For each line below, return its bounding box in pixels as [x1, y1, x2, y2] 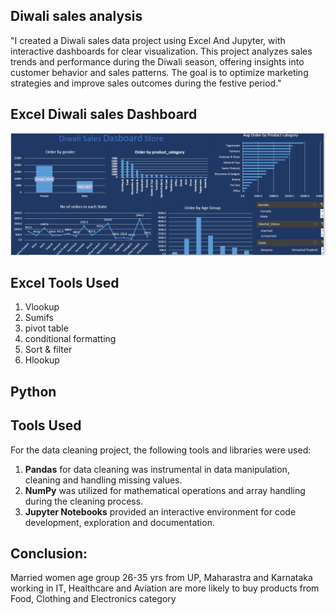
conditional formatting [24, 333, 117, 345]
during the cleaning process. [24, 495, 144, 507]
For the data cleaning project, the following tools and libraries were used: [10, 444, 312, 456]
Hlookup [24, 354, 60, 366]
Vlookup [24, 301, 60, 313]
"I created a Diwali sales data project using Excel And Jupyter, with [10, 34, 286, 46]
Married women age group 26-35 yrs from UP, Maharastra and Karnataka [10, 572, 313, 584]
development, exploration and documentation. [24, 516, 215, 528]
